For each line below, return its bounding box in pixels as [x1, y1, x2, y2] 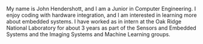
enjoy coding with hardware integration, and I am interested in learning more [6, 11, 197, 19]
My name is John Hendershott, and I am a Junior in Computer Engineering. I [6, 5, 196, 12]
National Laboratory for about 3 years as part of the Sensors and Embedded [6, 24, 197, 31]
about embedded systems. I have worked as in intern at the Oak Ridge [6, 18, 182, 25]
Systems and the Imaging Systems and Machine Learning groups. [6, 31, 171, 38]
